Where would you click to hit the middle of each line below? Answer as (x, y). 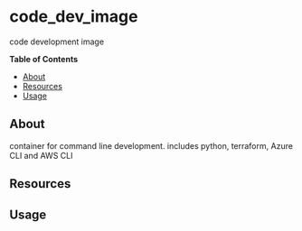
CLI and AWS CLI (41, 155)
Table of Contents (44, 59)
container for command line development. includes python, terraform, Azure (151, 145)
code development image (57, 42)
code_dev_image (74, 17)
